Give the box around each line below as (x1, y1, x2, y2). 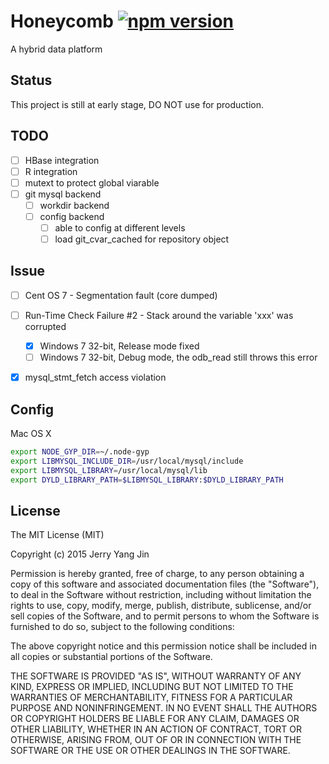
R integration (24, 165, 78, 177)
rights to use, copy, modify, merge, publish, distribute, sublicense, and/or (10, 600, 312, 612)
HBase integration (24, 154, 100, 166)
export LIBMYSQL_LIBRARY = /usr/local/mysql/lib (10, 465, 208, 475)
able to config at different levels (54, 221, 186, 234)
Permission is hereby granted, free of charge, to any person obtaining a (10, 568, 305, 580)
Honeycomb (10, 10, 114, 33)
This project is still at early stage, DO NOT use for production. (10, 98, 265, 110)
